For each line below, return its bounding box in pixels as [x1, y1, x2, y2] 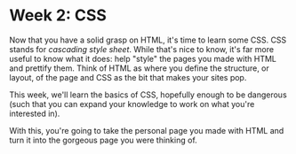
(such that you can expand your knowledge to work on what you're [9, 98, 255, 109]
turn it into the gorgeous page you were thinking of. [9, 135, 197, 145]
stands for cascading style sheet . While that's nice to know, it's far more [9, 43, 274, 54]
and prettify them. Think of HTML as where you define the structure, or [9, 63, 269, 73]
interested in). [9, 108, 60, 119]
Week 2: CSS [9, 5, 107, 26]
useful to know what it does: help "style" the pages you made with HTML [9, 53, 277, 64]
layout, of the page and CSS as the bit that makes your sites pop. [9, 72, 247, 82]
